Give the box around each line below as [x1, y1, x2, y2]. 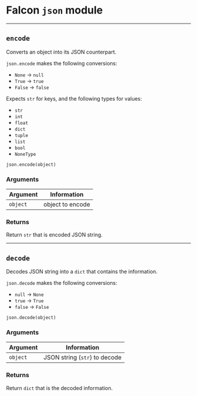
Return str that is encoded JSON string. [6, 231, 103, 238]
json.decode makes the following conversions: [6, 279, 117, 287]
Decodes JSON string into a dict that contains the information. [6, 268, 158, 275]
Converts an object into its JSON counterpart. [6, 48, 117, 55]
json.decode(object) [6, 315, 57, 321]
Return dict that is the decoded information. [6, 384, 113, 391]
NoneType [14, 151, 36, 157]
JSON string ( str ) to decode [43, 354, 122, 362]
